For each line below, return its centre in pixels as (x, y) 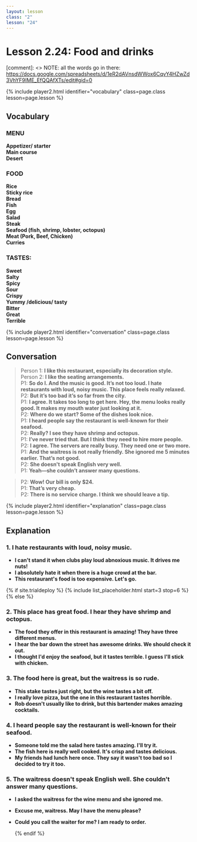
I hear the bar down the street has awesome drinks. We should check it (103, 645)
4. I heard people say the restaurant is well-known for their (91, 725)
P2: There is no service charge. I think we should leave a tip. (95, 495)
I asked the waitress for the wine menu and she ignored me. (89, 799)
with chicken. (31, 663)
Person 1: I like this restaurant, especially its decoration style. (96, 371)
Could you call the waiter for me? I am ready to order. (80, 822)
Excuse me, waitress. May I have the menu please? (78, 811)
